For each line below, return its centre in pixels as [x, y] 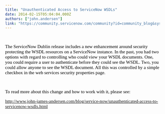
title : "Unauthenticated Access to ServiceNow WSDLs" [61, 10]
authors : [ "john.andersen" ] [34, 19]
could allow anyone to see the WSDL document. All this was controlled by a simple [82, 68]
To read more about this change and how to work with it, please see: [68, 92]
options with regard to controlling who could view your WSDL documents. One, [79, 57]
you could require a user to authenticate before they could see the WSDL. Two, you [82, 62]
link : [11, 23]
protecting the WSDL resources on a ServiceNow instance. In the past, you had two [82, 52]
